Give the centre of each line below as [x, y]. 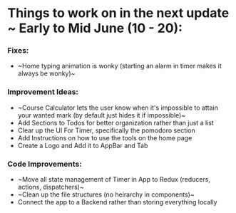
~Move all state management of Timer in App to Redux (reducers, [114, 180]
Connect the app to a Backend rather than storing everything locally [117, 202]
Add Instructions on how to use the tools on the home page [105, 137]
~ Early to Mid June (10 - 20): [95, 28]
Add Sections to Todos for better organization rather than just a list [116, 123]
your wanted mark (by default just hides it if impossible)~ [102, 115]
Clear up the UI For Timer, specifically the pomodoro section [107, 130]
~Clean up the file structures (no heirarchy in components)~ [106, 194]
